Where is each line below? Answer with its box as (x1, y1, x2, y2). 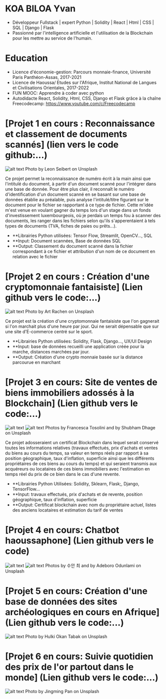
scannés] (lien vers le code (5, 139, 119, 150)
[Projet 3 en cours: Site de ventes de (5, 376, 158, 388)
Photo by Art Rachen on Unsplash (25, 308, 94, 314)
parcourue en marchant (12, 359, 61, 365)
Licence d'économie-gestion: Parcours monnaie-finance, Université (12, 69, 151, 75)
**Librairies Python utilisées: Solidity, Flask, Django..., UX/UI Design (12, 338, 152, 344)
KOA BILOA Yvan (5, 3, 76, 14)
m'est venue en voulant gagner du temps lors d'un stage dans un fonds (5, 207, 151, 213)
